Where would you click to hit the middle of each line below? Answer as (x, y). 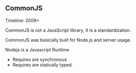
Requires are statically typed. (43, 64)
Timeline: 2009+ (22, 20)
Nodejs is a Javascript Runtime (37, 49)
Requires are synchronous (40, 59)
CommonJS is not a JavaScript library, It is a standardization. (68, 30)
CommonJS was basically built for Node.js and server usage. (68, 40)
